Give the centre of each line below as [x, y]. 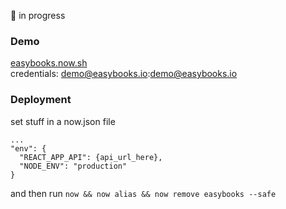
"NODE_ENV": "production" [73, 166]
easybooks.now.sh [49, 63]
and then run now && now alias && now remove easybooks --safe [143, 193]
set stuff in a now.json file [63, 121]
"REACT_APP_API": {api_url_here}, [91, 157]
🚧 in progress [38, 15]
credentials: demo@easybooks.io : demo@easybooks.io [124, 74]
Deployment [41, 100]
